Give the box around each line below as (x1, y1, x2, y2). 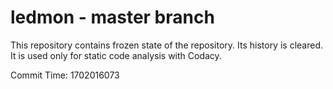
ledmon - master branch (10, 6, 215, 29)
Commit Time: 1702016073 (10, 69, 120, 81)
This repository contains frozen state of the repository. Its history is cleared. (10, 39, 323, 51)
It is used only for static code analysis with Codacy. (10, 49, 222, 61)
